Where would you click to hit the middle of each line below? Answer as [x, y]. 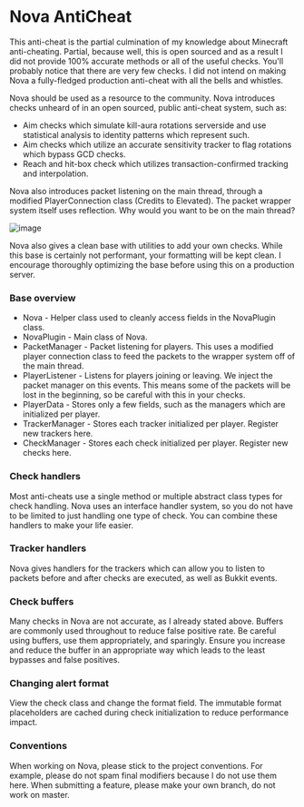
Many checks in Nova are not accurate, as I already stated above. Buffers [147, 621]
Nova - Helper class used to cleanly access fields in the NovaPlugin [149, 318]
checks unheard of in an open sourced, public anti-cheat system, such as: [148, 107]
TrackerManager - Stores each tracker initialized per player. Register [151, 424]
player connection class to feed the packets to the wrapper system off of [159, 357]
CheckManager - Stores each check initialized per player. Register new [155, 443]
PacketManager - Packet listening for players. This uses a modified [148, 347]
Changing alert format [59, 684]
